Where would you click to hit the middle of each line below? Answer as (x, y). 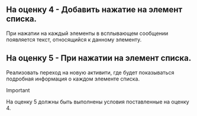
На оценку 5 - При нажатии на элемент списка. (99, 58)
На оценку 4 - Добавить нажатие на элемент (94, 10)
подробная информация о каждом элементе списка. (73, 79)
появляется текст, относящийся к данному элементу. (74, 39)
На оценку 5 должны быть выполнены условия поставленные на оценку (98, 101)
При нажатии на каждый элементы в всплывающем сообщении (87, 33)
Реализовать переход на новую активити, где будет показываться (90, 72)
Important (18, 90)
